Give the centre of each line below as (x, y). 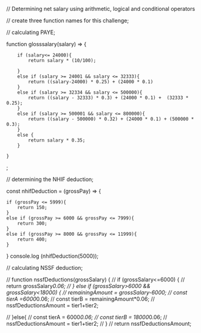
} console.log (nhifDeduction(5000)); (53, 256)
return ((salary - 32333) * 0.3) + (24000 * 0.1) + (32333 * (108, 98)
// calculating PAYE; (31, 32)
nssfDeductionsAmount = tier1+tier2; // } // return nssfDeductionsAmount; (99, 324)
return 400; (32, 239)
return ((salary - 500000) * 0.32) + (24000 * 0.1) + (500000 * (111, 119)
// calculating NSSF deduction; (45, 268)
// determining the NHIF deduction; (50, 179)
